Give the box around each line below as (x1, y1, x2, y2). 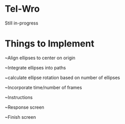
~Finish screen (5, 114, 36, 120)
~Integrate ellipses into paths (5, 64, 66, 70)
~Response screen (5, 104, 44, 110)
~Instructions (5, 94, 33, 100)
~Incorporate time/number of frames (5, 84, 82, 90)
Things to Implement (5, 38, 95, 49)
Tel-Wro (5, 3, 40, 15)
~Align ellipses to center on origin (5, 55, 76, 61)
